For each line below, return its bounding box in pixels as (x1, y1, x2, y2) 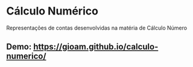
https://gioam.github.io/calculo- (33, 42, 159, 52)
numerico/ (6, 51, 46, 62)
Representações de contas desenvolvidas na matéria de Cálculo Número (6, 24, 188, 31)
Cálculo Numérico (6, 4, 98, 18)
